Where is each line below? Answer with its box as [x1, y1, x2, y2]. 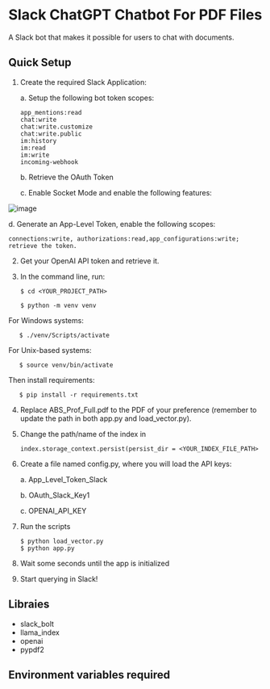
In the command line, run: [19, 271, 106, 281]
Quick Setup [8, 56, 72, 69]
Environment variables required [8, 668, 171, 682]
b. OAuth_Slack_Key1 [19, 490, 90, 500]
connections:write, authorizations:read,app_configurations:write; [8, 234, 240, 243]
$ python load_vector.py [19, 537, 104, 545]
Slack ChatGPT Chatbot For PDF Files [8, 6, 263, 24]
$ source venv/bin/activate [19, 361, 114, 369]
